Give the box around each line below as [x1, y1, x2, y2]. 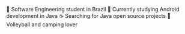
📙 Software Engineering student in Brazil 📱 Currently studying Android [6, 6, 180, 13]
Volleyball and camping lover [6, 21, 78, 28]
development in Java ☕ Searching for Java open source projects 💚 [6, 13, 171, 19]
